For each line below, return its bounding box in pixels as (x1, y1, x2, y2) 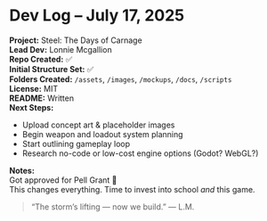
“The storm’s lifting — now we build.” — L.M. (30, 201, 195, 212)
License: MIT (9, 83, 59, 94)
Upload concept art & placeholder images (21, 119, 175, 130)
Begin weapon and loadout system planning (21, 128, 184, 139)
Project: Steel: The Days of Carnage (9, 35, 142, 45)
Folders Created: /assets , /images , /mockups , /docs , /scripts (9, 73, 232, 85)
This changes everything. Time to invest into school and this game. (9, 184, 255, 194)
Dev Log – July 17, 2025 (9, 5, 185, 26)
